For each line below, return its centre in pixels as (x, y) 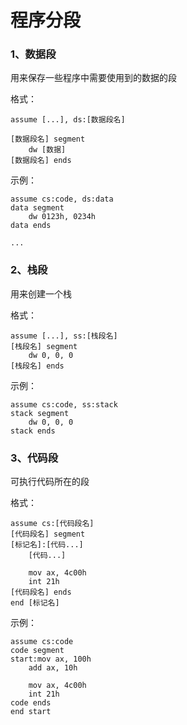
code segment (37, 651)
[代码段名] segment (48, 534)
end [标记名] (35, 603)
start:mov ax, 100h (51, 659)
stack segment (40, 413)
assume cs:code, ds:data (62, 199)
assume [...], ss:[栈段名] (64, 336)
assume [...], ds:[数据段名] (68, 120)
